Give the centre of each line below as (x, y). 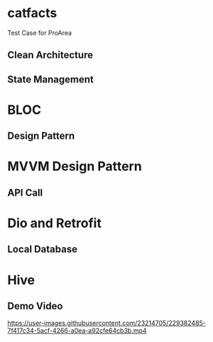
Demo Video (35, 306)
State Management (50, 79)
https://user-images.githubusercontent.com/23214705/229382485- (106, 323)
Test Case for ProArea (40, 33)
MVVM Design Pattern (75, 167)
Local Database (43, 249)
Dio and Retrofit (54, 224)
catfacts (32, 13)
